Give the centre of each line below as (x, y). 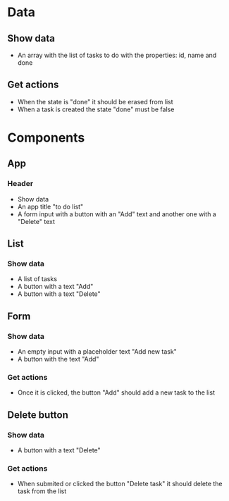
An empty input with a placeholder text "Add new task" (97, 352)
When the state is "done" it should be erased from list (95, 101)
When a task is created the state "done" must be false (96, 109)
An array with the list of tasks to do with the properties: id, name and (117, 55)
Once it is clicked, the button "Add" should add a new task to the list (116, 392)
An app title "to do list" (50, 206)
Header (20, 184)
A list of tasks (37, 279)
